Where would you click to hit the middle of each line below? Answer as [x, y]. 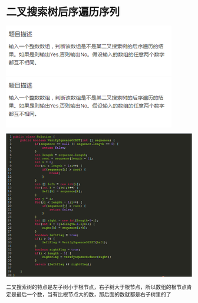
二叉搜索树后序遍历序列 [63, 12]
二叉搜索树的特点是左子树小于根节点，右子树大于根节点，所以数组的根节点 [96, 287]
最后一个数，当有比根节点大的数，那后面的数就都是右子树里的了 [94, 294]
